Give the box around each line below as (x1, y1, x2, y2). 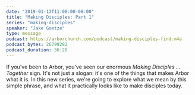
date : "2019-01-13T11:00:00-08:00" (6, 8, 95, 15)
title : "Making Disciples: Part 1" (6, 14, 95, 20)
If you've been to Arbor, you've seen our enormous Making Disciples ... (6, 63, 181, 70)
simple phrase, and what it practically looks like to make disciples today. (6, 82, 183, 89)
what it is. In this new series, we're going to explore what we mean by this (6, 76, 187, 83)
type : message (6, 31, 42, 37)
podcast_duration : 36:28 (6, 47, 68, 53)
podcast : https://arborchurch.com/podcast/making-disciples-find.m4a (6, 36, 183, 42)
